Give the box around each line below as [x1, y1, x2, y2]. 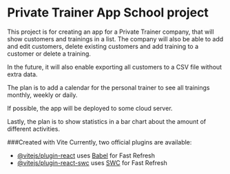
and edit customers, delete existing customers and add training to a [7, 42, 199, 50]
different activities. [7, 124, 61, 133]
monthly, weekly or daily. [7, 91, 78, 99]
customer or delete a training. [7, 50, 92, 58]
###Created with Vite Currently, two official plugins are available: [7, 138, 192, 146]
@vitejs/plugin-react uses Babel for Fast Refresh [17, 151, 156, 160]
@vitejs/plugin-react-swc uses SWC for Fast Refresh [17, 158, 167, 166]
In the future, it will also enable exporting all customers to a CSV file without [7, 63, 222, 71]
